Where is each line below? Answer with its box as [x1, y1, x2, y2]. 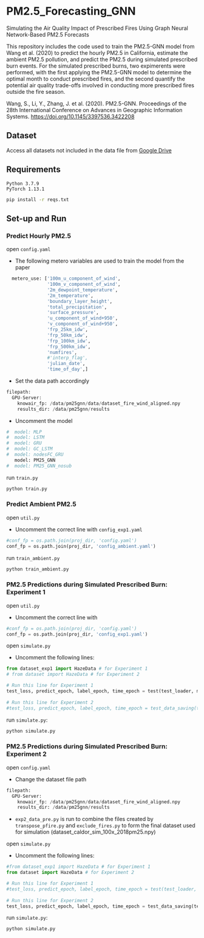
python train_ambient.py [6, 566, 69, 572]
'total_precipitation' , [47, 304, 107, 310]
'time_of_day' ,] [47, 366, 88, 372]
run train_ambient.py [6, 554, 60, 561]
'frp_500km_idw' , [47, 343, 91, 350]
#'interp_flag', [47, 355, 88, 361]
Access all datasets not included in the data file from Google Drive [6, 146, 172, 154]
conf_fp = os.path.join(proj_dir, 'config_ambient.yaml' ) [6, 543, 156, 549]
